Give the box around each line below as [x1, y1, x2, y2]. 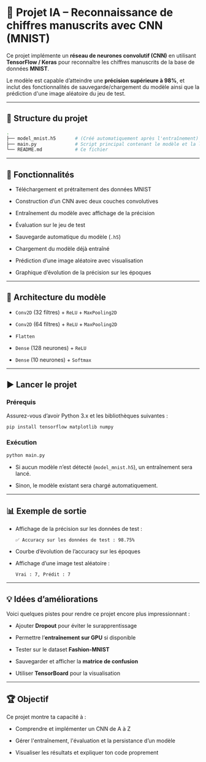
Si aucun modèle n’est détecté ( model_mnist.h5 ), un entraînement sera [15, 463, 193, 471]
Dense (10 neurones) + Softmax [15, 356, 92, 364]
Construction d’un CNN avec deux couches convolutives [15, 197, 158, 205]
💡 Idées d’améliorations [6, 594, 98, 604]
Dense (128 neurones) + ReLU [15, 344, 87, 351]
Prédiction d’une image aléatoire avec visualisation [15, 257, 143, 264]
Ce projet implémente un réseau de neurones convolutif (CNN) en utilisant [6, 51, 196, 59]
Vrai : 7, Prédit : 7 [15, 571, 71, 578]
